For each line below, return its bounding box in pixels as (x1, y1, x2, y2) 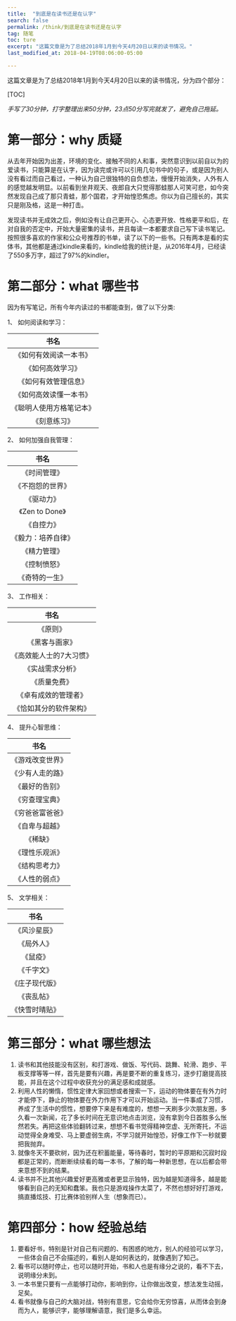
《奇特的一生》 (18, 572, 68, 582)
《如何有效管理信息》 (18, 376, 89, 386)
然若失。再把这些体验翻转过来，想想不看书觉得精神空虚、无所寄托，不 (17, 1122, 221, 1130)
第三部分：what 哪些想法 (7, 1036, 151, 1051)
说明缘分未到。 (17, 1270, 61, 1279)
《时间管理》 (21, 467, 65, 477)
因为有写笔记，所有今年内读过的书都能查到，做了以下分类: (7, 302, 176, 311)
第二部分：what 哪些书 (7, 278, 139, 294)
